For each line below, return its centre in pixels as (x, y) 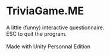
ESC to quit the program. (37, 33)
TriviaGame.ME (45, 11)
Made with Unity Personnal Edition (48, 46)
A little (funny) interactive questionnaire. (55, 27)
